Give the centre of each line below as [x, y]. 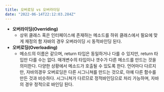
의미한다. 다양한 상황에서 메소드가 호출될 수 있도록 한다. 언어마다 [81, 66]
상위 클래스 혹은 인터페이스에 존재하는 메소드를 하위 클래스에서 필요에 [86, 35]
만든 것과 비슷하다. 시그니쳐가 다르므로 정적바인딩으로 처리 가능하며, [85, 78]
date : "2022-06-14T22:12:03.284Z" [41, 14]
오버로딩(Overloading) [35, 47]
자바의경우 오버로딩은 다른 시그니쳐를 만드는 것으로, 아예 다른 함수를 [91, 72]
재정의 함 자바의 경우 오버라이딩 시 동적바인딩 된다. [73, 41]
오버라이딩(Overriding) [35, 29]
